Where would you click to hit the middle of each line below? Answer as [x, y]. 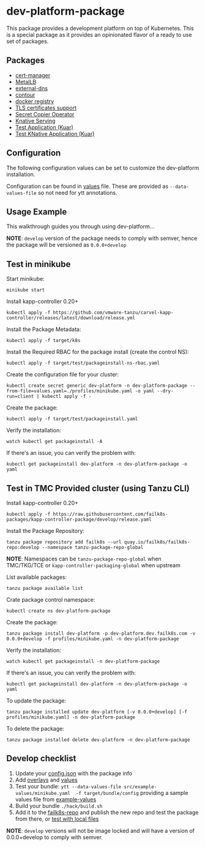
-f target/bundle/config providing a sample [132, 793]
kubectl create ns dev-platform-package [59, 611]
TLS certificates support [46, 108]
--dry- [165, 391]
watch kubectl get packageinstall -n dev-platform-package [83, 662]
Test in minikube [39, 264]
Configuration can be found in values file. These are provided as [88, 186]
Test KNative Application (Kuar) [55, 133]
